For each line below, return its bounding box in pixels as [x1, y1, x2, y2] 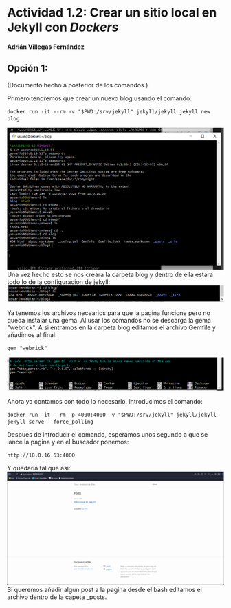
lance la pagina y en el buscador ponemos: [7, 438, 129, 446]
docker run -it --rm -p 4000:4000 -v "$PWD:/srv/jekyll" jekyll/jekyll [7, 411, 217, 419]
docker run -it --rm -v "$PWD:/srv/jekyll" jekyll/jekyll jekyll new [7, 108, 211, 115]
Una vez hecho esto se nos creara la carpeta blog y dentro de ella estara [7, 270, 213, 279]
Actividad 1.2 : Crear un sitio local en [7, 5, 217, 21]
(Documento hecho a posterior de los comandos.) [7, 80, 148, 89]
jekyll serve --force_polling [7, 418, 94, 426]
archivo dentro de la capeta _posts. [7, 593, 107, 601]
